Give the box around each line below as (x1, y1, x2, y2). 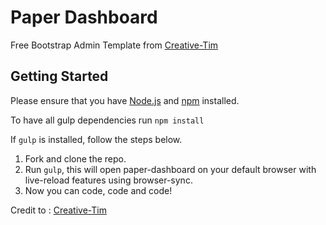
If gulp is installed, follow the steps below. (10, 133, 183, 145)
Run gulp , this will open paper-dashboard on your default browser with (24, 163, 317, 175)
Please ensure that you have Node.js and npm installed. (10, 94, 240, 106)
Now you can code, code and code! (24, 184, 173, 196)
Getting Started (10, 68, 109, 85)
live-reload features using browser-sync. (24, 174, 193, 186)
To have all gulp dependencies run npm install (10, 114, 205, 126)
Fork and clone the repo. (24, 152, 127, 165)
